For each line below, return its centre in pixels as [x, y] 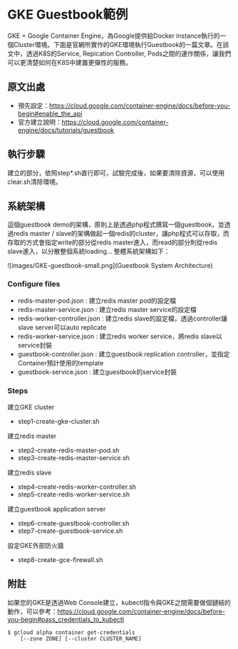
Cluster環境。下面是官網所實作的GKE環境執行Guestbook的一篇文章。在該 [121, 44]
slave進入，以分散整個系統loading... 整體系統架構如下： [89, 251]
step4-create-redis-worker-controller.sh [77, 487]
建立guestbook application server [57, 509]
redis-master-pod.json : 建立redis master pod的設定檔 [97, 301]
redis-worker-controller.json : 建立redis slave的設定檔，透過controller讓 [123, 318]
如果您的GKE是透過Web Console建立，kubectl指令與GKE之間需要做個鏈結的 [119, 602]
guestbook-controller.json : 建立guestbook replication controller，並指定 [124, 354]
